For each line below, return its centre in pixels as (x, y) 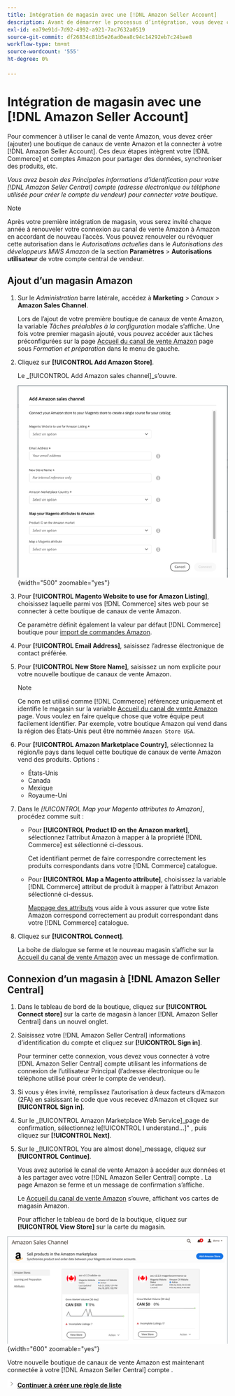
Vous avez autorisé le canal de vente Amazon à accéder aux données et (121, 1170)
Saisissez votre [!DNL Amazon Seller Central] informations (101, 1035)
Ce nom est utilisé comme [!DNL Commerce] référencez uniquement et (120, 701)
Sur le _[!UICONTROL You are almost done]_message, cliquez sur (112, 1149)
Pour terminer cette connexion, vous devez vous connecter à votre (114, 1056)
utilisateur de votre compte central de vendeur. (76, 258)
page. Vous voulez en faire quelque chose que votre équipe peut (111, 716)
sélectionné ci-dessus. (60, 894)
